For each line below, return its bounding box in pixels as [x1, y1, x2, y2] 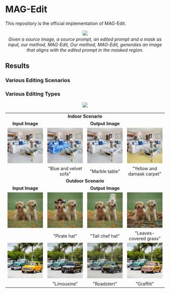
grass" [147, 236, 161, 242]
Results [5, 62, 30, 70]
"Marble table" [90, 168, 120, 174]
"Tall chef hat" [90, 233, 120, 239]
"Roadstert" [93, 280, 117, 287]
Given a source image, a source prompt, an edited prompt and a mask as [8, 36, 162, 42]
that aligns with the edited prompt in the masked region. [26, 47, 144, 53]
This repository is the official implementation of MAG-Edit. [5, 20, 126, 26]
